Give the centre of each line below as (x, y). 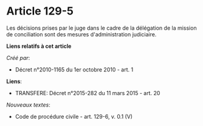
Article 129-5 (40, 11)
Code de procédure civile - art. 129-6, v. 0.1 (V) (74, 116)
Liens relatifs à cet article (39, 46)
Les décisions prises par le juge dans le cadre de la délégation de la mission (101, 28)
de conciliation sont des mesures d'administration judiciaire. (81, 34)
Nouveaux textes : (28, 105)
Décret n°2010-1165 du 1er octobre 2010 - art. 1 (74, 69)
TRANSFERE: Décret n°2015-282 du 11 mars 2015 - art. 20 (88, 93)
